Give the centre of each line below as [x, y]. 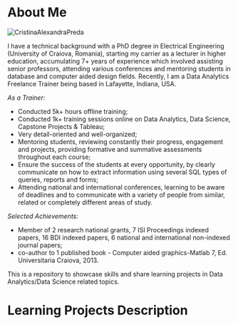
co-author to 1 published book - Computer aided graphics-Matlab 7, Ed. [123, 252]
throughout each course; [54, 157]
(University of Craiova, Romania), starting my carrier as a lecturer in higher [117, 53]
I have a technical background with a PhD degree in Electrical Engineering [116, 46]
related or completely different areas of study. [85, 202]
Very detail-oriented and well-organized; [77, 134]
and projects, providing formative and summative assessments [110, 149]
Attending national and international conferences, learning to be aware [121, 187]
